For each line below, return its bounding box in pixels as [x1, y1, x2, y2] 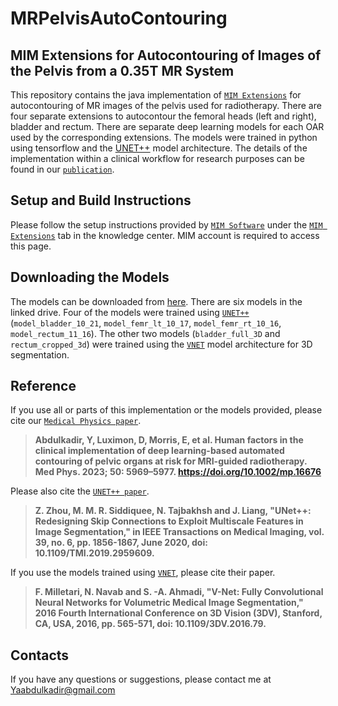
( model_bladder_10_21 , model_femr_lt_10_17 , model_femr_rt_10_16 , [10, 317, 282, 329]
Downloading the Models [10, 269, 170, 286]
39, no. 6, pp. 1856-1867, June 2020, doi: [34, 537, 208, 549]
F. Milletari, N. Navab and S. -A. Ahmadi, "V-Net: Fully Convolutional [34, 586, 324, 598]
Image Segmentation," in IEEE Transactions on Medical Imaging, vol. [34, 526, 325, 538]
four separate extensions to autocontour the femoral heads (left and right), [10, 110, 317, 122]
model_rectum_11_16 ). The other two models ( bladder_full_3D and [10, 327, 281, 339]
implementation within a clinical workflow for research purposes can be [10, 153, 305, 164]
